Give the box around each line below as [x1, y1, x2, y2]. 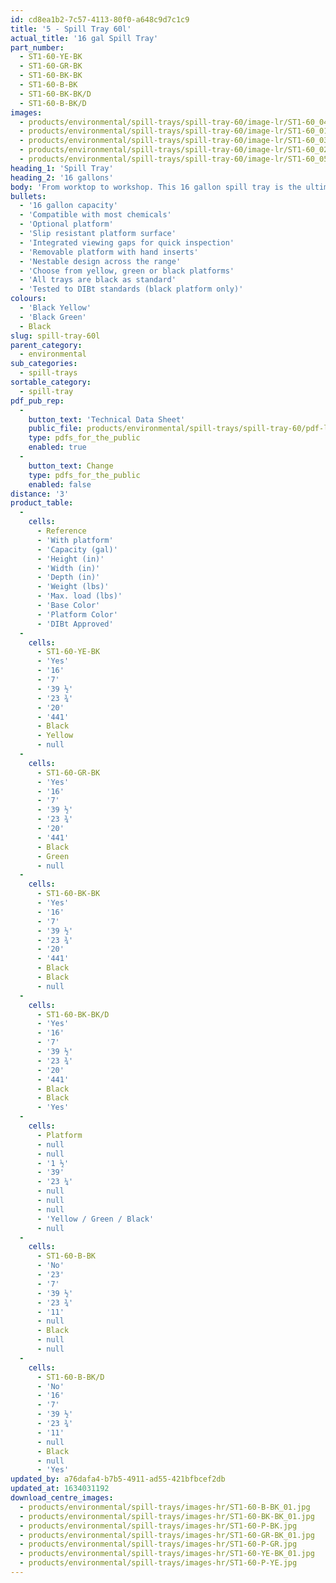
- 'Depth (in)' [36, 572, 101, 583]
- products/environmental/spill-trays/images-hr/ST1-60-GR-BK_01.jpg [19, 1530, 315, 1540]
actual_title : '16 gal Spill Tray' [10, 33, 159, 43]
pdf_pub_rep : [10, 396, 65, 406]
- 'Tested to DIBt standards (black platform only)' [19, 284, 244, 295]
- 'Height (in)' [36, 554, 105, 564]
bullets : [10, 191, 47, 201]
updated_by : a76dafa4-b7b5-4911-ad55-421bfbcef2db [10, 1474, 226, 1485]
